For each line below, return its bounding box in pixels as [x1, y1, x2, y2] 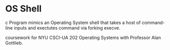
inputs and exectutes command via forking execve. [14, 24, 121, 30]
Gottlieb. [5, 39, 23, 45]
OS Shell [5, 3, 42, 14]
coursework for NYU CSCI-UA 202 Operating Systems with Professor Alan [5, 34, 161, 40]
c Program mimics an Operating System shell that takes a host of [5, 19, 141, 25]
